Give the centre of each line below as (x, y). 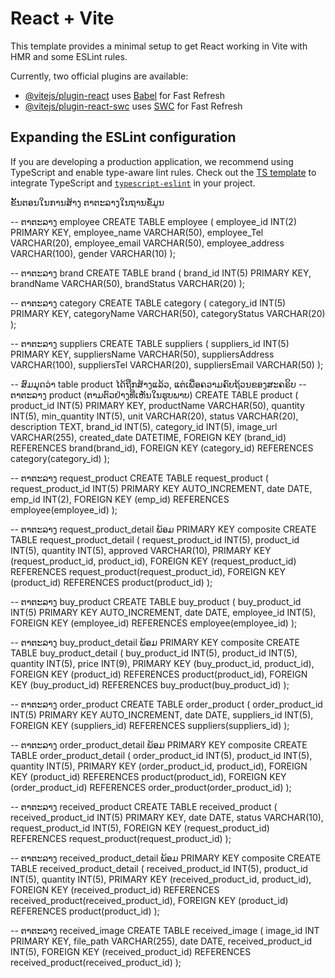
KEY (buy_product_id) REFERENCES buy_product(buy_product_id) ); (150, 684)
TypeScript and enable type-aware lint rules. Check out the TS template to (163, 172)
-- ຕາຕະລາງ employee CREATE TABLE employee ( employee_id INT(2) (154, 221)
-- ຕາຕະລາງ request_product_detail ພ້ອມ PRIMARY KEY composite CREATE (163, 529)
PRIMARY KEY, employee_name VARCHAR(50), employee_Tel (137, 232)
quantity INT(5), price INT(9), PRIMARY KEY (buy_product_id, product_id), (162, 663)
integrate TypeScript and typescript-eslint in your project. (133, 183)
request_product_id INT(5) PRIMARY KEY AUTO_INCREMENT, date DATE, (161, 488)
